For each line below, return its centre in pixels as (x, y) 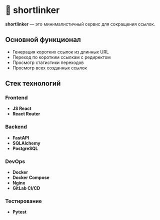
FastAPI (21, 137)
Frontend (16, 98)
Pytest (19, 212)
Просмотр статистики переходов (48, 62)
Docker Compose (31, 177)
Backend (16, 127)
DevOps (15, 161)
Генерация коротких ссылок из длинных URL (60, 51)
